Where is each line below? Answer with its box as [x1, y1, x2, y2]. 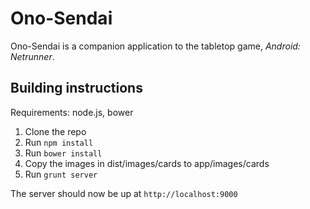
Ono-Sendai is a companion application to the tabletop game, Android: [10, 40, 301, 52]
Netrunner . [10, 50, 55, 62]
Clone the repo [24, 125, 87, 137]
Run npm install [24, 136, 94, 148]
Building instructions [10, 80, 143, 97]
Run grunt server [24, 168, 98, 180]
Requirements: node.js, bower [10, 106, 134, 118]
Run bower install [24, 147, 103, 159]
